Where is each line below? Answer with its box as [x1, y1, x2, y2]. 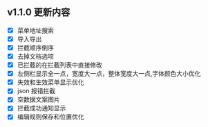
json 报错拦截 [17, 87, 56, 95]
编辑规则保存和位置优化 [17, 113, 84, 121]
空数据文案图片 [17, 95, 60, 104]
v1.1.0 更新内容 [7, 6, 70, 19]
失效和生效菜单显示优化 [17, 78, 84, 86]
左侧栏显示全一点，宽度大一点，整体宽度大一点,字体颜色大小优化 [17, 70, 201, 78]
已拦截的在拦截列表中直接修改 [17, 61, 102, 69]
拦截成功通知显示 [17, 104, 66, 113]
